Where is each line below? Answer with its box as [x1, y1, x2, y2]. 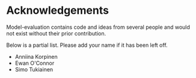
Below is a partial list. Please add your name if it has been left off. [6, 41, 168, 49]
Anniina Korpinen [14, 53, 58, 60]
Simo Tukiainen [14, 65, 54, 73]
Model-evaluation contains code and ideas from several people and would [6, 23, 191, 31]
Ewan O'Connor [14, 59, 55, 67]
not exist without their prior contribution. [6, 29, 106, 37]
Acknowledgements [6, 4, 109, 17]
